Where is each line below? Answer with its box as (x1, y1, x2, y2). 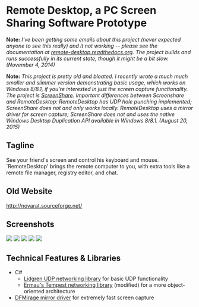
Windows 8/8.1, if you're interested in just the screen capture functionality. (6, 85, 188, 92)
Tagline (6, 140, 34, 151)
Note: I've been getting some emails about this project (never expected (6, 36, 181, 43)
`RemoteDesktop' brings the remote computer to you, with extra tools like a (6, 162, 190, 170)
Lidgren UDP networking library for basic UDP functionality (23, 275, 168, 283)
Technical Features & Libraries (6, 253, 121, 263)
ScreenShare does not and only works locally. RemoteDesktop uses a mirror (6, 104, 193, 111)
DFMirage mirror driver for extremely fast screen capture (14, 294, 154, 301)
